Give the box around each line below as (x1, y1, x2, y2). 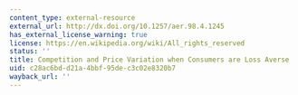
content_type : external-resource (9, 13, 136, 23)
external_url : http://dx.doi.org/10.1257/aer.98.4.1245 (9, 22, 225, 31)
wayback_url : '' (9, 72, 71, 81)
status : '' (9, 47, 51, 56)
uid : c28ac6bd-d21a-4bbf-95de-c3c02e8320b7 (9, 64, 177, 73)
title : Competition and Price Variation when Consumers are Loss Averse (9, 55, 290, 64)
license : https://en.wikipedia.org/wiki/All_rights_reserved (9, 38, 245, 48)
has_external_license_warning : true (9, 30, 148, 39)
